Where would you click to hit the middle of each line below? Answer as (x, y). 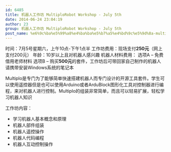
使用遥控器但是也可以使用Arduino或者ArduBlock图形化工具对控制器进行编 (87, 85)
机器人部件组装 (28, 125)
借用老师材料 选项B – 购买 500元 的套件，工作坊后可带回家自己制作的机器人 (83, 61)
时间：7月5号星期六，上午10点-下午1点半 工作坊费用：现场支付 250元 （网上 (84, 48)
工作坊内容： (19, 108)
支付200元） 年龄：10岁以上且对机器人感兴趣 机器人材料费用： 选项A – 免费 (84, 55)
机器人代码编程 (28, 138)
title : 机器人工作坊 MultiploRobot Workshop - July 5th (63, 15)
